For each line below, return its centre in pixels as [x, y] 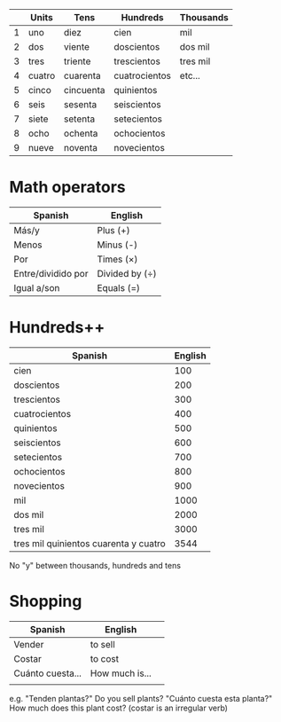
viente [77, 47]
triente [77, 61]
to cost [105, 658]
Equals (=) [118, 287]
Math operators [67, 188]
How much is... [121, 673]
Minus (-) [117, 245]
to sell [102, 644]
